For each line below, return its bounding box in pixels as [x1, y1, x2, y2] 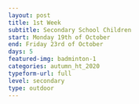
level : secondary [8, 77, 65, 84]
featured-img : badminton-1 [8, 56, 97, 63]
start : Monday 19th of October [8, 33, 111, 41]
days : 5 [8, 48, 34, 56]
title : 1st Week [8, 19, 61, 27]
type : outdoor [8, 84, 55, 92]
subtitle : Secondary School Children [8, 26, 132, 34]
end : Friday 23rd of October [8, 41, 104, 48]
